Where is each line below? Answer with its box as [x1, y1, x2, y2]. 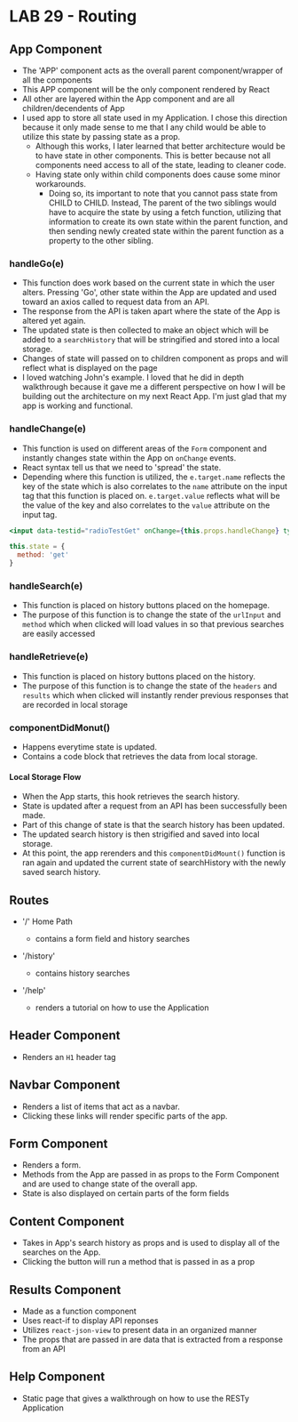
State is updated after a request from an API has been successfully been [21, 800, 287, 811]
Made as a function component [21, 1306, 137, 1317]
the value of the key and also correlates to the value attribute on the [21, 500, 271, 510]
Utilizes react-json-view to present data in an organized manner [21, 1325, 257, 1336]
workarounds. [35, 179, 87, 189]
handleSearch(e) [9, 580, 83, 592]
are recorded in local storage [21, 699, 129, 710]
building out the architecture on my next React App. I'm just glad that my [21, 391, 287, 402]
